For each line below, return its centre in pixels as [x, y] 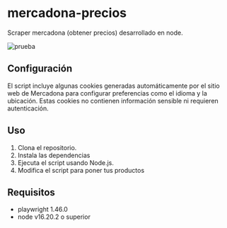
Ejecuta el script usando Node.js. [66, 163]
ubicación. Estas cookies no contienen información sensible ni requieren [113, 101]
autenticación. [28, 108]
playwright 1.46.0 [43, 210]
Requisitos [31, 192]
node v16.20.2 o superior [54, 217]
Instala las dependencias [54, 155]
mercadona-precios [67, 13]
